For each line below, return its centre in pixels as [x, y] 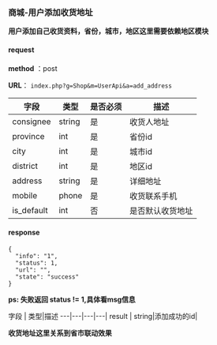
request [21, 50]
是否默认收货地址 [161, 211]
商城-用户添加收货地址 [51, 12]
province [28, 136]
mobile [25, 195]
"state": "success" [47, 277]
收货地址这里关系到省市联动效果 [60, 332]
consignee [32, 122]
